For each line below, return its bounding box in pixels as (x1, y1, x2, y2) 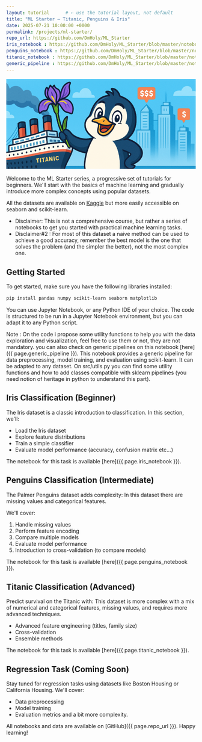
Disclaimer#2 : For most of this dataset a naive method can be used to (14, 230, 189, 238)
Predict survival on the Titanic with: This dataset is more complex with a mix (6, 598, 195, 605)
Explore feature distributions (14, 433, 85, 441)
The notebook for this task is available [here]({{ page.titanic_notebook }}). (6, 647, 189, 654)
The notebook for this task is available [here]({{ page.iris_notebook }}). (6, 457, 182, 465)
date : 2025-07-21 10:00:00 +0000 (6, 22, 90, 28)
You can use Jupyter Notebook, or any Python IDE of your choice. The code (6, 306, 194, 313)
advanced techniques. (6, 611, 62, 618)
